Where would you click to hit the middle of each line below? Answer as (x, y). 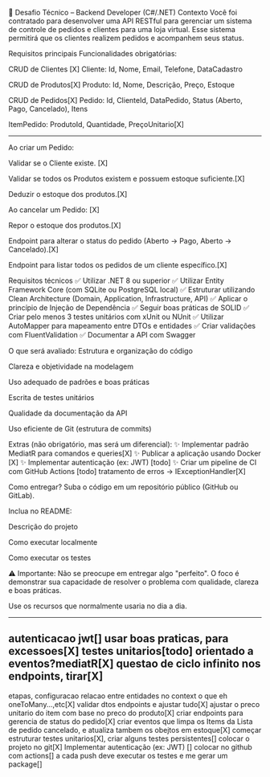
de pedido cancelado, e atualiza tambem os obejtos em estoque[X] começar (135, 730)
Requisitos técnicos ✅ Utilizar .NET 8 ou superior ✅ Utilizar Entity (117, 280)
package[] (25, 764)
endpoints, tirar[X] (56, 676)
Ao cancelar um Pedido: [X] (54, 210)
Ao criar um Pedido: (41, 147)
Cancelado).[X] (33, 249)
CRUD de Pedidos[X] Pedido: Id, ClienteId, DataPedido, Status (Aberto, (125, 100)
